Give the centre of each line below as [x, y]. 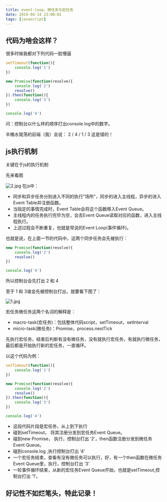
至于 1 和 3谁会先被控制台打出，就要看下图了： [54, 291]
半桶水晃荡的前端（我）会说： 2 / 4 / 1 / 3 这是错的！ [60, 134]
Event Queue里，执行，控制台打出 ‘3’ [51, 464]
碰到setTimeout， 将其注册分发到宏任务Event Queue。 [69, 432]
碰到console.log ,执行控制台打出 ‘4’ [49, 451]
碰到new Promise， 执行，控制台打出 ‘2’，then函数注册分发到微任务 [83, 439]
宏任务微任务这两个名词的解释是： [41, 312]
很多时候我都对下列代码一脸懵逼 [38, 53]
